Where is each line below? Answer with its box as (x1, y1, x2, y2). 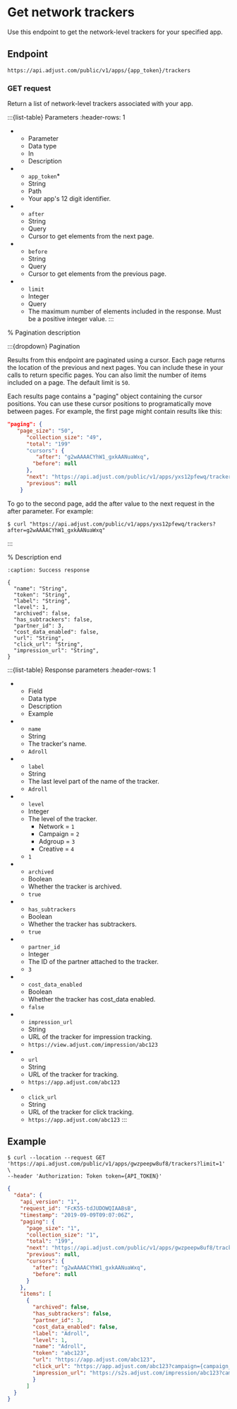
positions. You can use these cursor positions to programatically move (7, 400, 212, 408)
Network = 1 (38, 822, 75, 830)
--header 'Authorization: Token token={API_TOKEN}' (7, 1173, 162, 1180)
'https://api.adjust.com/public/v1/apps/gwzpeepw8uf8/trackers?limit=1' (7, 1161, 226, 1168)
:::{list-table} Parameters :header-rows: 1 (7, 113, 126, 122)
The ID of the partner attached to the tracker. (28, 957, 159, 966)
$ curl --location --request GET (7, 1154, 106, 1161)
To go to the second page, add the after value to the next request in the (7, 499, 215, 508)
